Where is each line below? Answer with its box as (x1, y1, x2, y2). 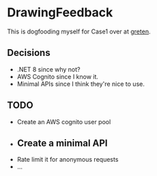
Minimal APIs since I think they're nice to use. (16, 80, 145, 88)
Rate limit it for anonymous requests (16, 156, 119, 164)
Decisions (7, 47, 51, 59)
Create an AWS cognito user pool (16, 117, 111, 126)
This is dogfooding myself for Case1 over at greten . (7, 27, 151, 35)
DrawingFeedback (7, 5, 113, 20)
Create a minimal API (16, 137, 108, 149)
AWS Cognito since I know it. (16, 72, 99, 80)
